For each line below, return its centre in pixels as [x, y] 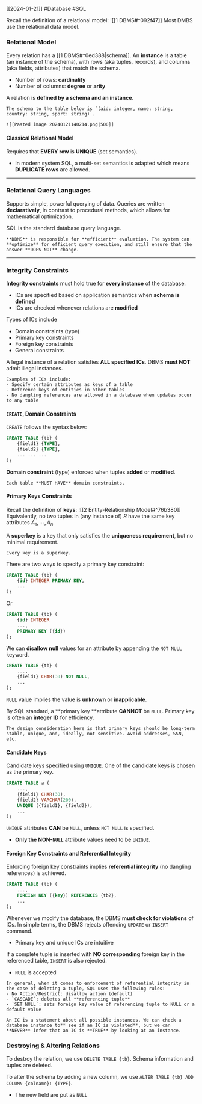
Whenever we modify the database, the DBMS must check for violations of [100, 918]
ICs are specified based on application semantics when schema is [97, 295]
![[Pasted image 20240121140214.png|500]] [60, 125]
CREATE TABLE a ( [28, 783]
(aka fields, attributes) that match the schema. [63, 68]
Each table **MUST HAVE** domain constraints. [66, 483]
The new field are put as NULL [51, 1095]
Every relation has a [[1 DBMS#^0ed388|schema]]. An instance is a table [97, 55]
